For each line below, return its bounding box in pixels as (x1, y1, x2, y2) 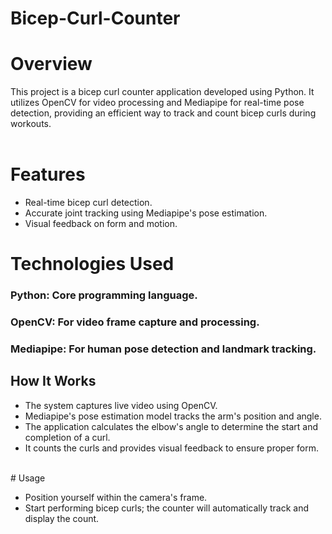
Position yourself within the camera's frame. (24, 491, 208, 503)
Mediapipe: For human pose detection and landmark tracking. (10, 342, 317, 356)
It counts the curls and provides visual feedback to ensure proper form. (24, 442, 320, 454)
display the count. (24, 512, 100, 524)
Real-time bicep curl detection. (24, 197, 153, 209)
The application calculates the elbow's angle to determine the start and (24, 420, 319, 432)
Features (10, 163, 86, 186)
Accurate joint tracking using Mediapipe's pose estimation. (24, 207, 268, 219)
